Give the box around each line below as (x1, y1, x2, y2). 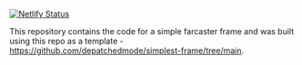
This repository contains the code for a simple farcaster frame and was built (9, 26, 295, 36)
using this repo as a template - (9, 36, 125, 46)
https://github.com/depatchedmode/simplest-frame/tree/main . (9, 45, 245, 56)
